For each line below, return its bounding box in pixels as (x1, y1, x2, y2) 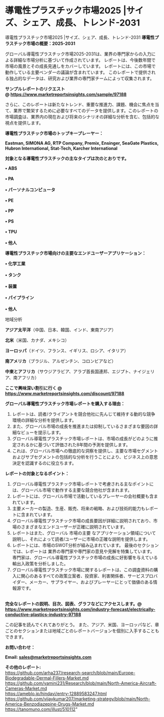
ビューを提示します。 (21, 429, 64, 435)
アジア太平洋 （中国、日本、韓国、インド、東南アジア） (5, 327, 117, 333)
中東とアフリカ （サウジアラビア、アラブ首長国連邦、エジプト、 (5, 368, 134, 374)
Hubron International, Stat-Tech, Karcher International (5, 145, 117, 151)
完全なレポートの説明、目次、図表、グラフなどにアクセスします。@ (5, 601, 142, 607)
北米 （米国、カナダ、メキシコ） (5, 337, 70, 343)
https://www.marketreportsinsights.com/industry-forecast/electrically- (5, 606, 156, 612)
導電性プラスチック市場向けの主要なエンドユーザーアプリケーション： (5, 250, 146, 256)
